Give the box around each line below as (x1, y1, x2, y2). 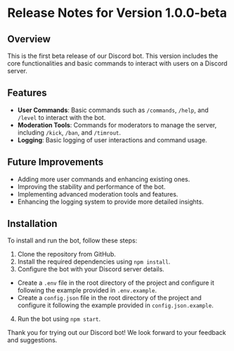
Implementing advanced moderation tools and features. (17, 190, 178, 198)
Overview (7, 33, 51, 45)
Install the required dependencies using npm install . (17, 257, 171, 266)
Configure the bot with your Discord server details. (17, 265, 165, 273)
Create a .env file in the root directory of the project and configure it (17, 278, 214, 287)
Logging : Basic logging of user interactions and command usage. (17, 135, 207, 144)
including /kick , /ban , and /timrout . (17, 128, 122, 137)
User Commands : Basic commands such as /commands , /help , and (17, 106, 209, 114)
